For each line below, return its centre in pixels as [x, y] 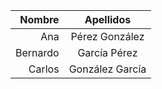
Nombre [39, 19]
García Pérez [107, 52]
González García [107, 69]
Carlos [44, 69]
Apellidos [108, 19]
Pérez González [107, 36]
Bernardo [37, 52]
